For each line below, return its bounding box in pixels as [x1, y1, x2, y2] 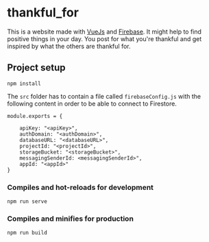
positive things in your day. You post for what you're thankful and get [7, 34, 202, 43]
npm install [7, 80, 41, 87]
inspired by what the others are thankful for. [7, 42, 131, 50]
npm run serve [7, 198, 48, 205]
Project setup [7, 62, 66, 73]
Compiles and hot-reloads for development [7, 182, 154, 192]
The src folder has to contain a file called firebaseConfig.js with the [7, 92, 201, 100]
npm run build [7, 230, 48, 237]
